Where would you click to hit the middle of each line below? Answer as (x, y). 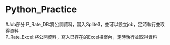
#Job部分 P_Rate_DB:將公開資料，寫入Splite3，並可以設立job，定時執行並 (83, 24)
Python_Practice (41, 9)
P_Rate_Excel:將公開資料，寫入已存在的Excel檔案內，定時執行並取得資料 (81, 37)
